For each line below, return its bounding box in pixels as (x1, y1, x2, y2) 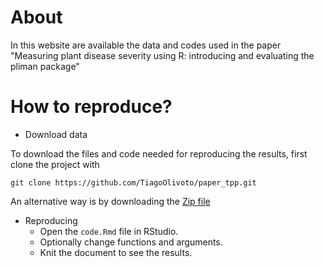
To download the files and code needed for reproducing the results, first (10, 147, 308, 160)
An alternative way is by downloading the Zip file (10, 195, 211, 207)
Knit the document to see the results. (39, 246, 193, 258)
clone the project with (10, 158, 100, 170)
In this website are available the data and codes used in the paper (10, 39, 282, 51)
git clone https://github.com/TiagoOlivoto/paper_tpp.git (10, 177, 257, 188)
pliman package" (10, 60, 80, 72)
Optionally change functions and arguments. (39, 236, 223, 248)
